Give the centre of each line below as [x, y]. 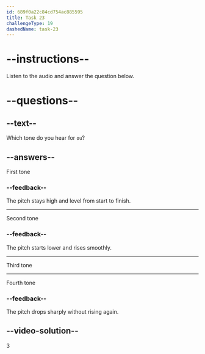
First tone [18, 172]
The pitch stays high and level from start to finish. [69, 201]
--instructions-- [48, 59]
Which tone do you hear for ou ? [46, 138]
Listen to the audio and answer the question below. [70, 76]
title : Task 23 [26, 18]
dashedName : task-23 [33, 29]
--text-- [21, 123]
